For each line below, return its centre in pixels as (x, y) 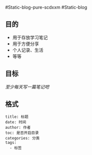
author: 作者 (18, 128)
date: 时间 (16, 122)
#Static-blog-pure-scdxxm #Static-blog (46, 7)
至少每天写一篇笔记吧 (27, 87)
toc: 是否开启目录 (22, 133)
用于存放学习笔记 (30, 37)
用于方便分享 (25, 44)
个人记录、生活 (28, 50)
